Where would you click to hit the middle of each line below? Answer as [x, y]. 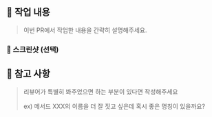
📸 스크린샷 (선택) [33, 49]
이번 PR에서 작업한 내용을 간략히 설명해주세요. [85, 30]
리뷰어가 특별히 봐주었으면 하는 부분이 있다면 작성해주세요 [100, 92]
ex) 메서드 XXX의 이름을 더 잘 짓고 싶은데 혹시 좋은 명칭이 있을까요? [114, 106]
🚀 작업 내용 [29, 12]
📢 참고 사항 [29, 74]
